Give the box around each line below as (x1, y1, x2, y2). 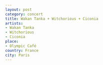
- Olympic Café (5, 43, 37, 48)
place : (5, 39, 19, 44)
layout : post (5, 7, 32, 12)
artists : (5, 21, 23, 26)
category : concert (5, 12, 43, 17)
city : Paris (5, 52, 30, 58)
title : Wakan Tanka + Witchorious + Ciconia (5, 16, 99, 21)
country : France (5, 48, 39, 53)
